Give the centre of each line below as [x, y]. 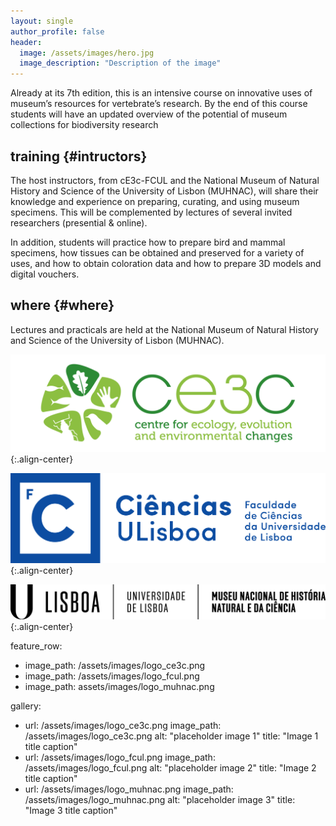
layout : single [42, 21]
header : [26, 42]
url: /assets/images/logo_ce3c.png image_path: [123, 725]
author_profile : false [57, 31]
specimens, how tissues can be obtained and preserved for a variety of [157, 252]
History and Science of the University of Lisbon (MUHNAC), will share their [164, 191]
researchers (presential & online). [79, 222]
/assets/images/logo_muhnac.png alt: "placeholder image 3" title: [160, 799]
